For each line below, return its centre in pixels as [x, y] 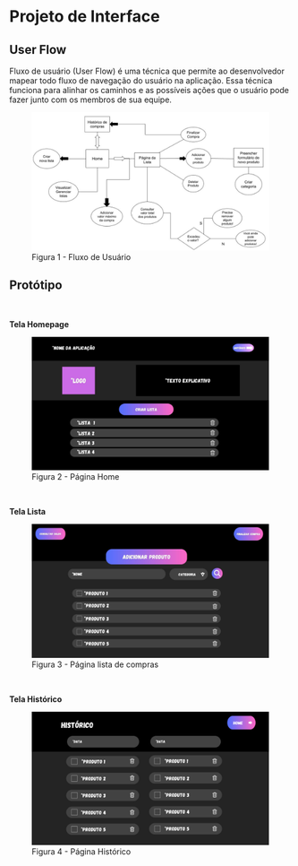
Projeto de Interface [85, 17]
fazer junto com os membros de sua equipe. [91, 100]
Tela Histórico [36, 699]
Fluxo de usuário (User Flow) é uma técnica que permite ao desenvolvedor [147, 71]
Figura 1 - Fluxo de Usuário [81, 256]
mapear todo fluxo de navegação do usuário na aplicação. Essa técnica [141, 81]
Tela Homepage [39, 324]
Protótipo [36, 286]
